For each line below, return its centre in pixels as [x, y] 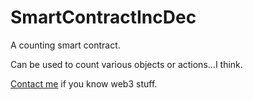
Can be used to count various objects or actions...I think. [126, 64]
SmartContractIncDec [103, 17]
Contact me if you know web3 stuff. [84, 83]
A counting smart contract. [65, 45]
